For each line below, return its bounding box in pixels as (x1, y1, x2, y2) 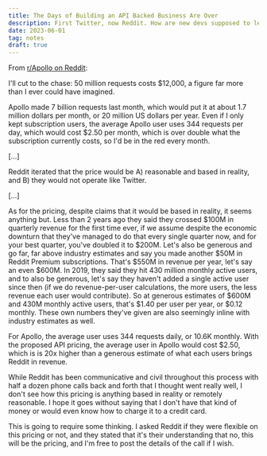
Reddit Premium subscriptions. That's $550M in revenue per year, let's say (8, 257, 253, 267)
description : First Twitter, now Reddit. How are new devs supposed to (8, 19, 250, 27)
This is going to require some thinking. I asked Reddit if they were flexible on (8, 422, 258, 431)
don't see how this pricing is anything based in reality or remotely (8, 389, 222, 399)
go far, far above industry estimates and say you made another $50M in (8, 248, 243, 259)
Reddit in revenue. (8, 357, 68, 367)
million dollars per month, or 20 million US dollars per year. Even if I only (8, 111, 244, 120)
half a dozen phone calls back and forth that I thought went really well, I (8, 381, 242, 391)
